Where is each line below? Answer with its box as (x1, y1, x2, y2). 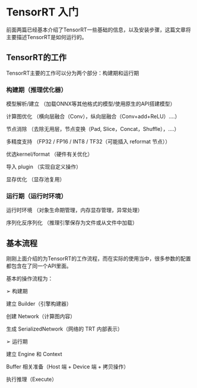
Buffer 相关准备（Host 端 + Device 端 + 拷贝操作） (6, 363, 129, 370)
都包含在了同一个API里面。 (6, 262, 72, 270)
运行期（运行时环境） (6, 192, 67, 200)
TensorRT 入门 (6, 5, 79, 19)
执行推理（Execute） (6, 376, 58, 383)
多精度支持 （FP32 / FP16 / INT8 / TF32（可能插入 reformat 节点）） (6, 138, 171, 145)
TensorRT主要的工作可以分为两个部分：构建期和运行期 (6, 69, 139, 76)
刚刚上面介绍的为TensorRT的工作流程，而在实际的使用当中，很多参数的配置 (6, 255, 191, 262)
